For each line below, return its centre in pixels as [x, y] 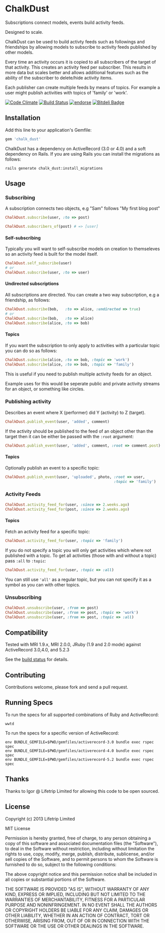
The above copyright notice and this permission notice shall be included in [81, 874]
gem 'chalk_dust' [23, 139]
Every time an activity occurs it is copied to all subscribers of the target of [81, 62]
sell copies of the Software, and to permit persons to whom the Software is [82, 859]
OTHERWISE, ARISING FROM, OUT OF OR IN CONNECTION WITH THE [77, 921]
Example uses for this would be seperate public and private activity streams [82, 383]
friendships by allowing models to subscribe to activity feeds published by [81, 47]
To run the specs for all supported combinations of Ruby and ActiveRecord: [82, 715]
